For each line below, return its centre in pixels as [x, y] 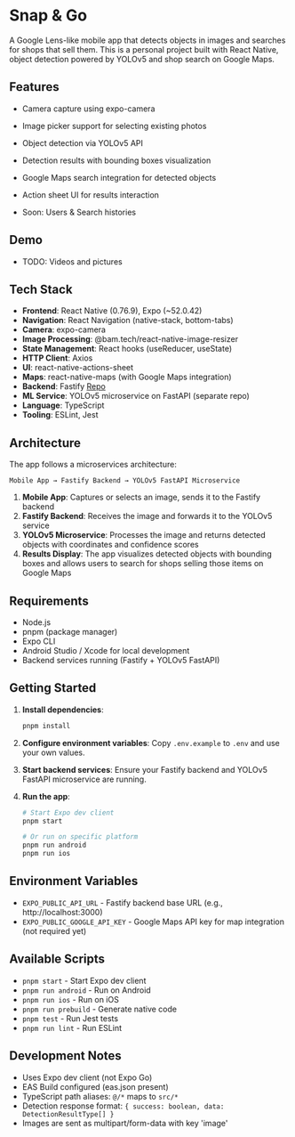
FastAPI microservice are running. [84, 779]
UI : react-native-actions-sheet [78, 368]
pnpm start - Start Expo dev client [84, 980]
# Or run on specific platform [80, 837]
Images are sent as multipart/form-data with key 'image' [125, 1123]
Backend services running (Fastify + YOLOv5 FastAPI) [121, 660]
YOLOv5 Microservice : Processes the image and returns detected [144, 535]
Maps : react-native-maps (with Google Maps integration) [127, 377]
